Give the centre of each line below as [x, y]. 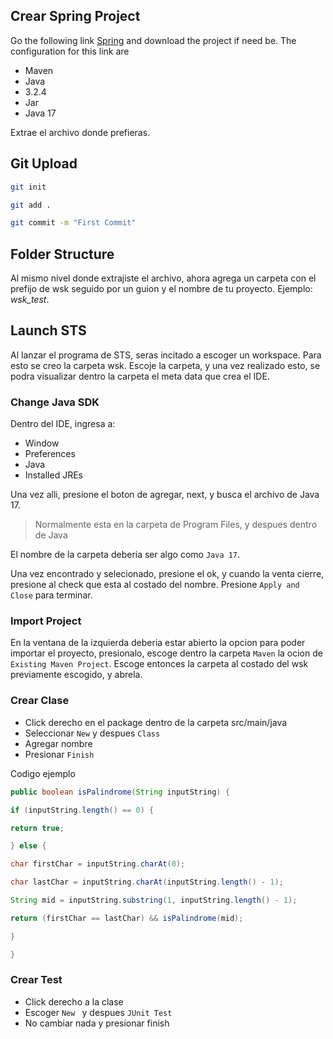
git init [28, 187]
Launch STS [48, 330]
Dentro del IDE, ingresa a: [63, 424]
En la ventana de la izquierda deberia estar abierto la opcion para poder [158, 643]
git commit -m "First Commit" [73, 223]
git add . [31, 205]
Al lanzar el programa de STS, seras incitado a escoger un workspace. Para [166, 355]
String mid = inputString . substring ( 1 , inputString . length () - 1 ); [154, 900]
